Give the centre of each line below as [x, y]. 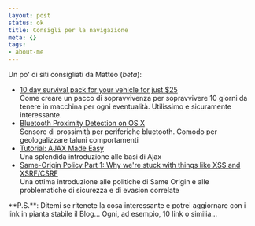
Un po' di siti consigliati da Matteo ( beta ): [75, 74]
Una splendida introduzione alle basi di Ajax [91, 157]
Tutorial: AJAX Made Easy [62, 148]
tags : [17, 45]
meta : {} [22, 37]
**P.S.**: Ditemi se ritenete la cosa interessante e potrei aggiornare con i [127, 205]
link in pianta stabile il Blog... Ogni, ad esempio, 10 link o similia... [113, 214]
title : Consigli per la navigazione [68, 30]
